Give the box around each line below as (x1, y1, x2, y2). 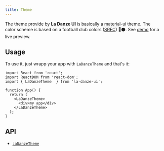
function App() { (5, 88, 41, 93)
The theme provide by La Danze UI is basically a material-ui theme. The (5, 21, 151, 27)
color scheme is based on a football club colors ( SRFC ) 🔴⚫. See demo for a (5, 26, 160, 32)
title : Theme (5, 7, 32, 12)
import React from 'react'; (5, 70, 63, 76)
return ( (9, 92, 28, 97)
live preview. (5, 33, 31, 40)
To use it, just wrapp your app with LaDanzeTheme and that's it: (5, 61, 130, 67)
